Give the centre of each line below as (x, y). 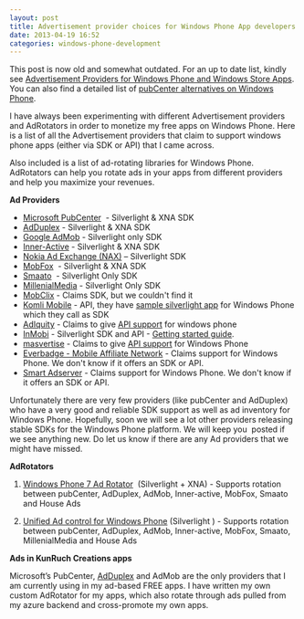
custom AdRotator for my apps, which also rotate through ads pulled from (148, 595)
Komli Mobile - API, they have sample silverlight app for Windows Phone (158, 305)
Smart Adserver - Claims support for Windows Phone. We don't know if (157, 373)
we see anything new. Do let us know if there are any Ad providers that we (149, 439)
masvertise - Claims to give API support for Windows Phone (136, 344)
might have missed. (46, 449)
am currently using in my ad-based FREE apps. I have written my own (140, 586)
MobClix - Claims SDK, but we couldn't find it (108, 295)
